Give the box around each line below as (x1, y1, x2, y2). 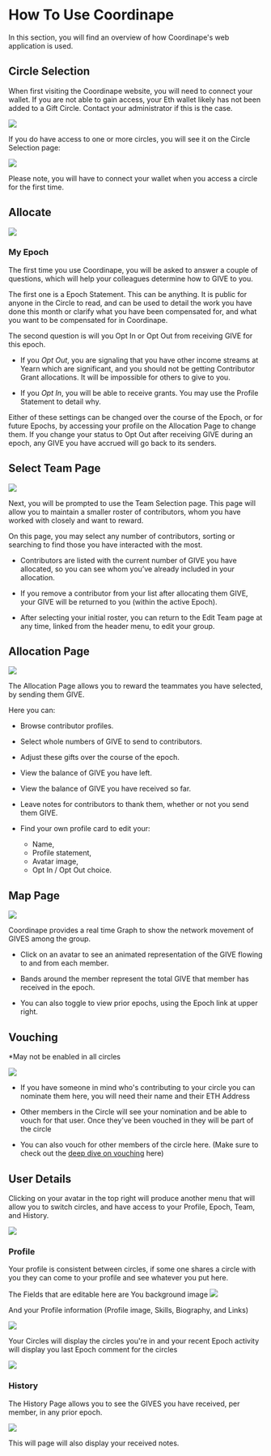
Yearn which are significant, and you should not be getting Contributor (19, 363, 256, 373)
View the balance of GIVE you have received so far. (19, 783, 192, 794)
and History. (8, 1210, 49, 1220)
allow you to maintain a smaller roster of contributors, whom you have (8, 507, 241, 516)
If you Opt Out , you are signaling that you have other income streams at (19, 354, 259, 365)
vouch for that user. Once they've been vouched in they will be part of (19, 1115, 254, 1126)
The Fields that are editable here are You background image (8, 1289, 209, 1300)
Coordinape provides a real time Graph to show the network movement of (8, 925, 254, 936)
